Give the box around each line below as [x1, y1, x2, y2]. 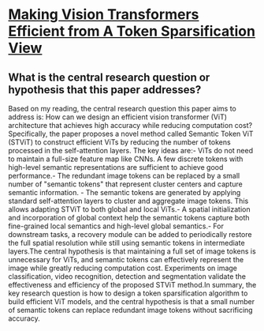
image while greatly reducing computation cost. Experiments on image [8, 263, 238, 273]
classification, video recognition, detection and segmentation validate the [8, 272, 247, 281]
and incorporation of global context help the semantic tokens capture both [8, 213, 250, 222]
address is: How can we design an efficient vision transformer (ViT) [8, 112, 227, 122]
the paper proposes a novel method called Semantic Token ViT [49, 129, 254, 138]
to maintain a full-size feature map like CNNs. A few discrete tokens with [8, 154, 244, 164]
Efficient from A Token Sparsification [8, 22, 256, 40]
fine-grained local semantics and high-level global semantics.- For [8, 221, 225, 231]
